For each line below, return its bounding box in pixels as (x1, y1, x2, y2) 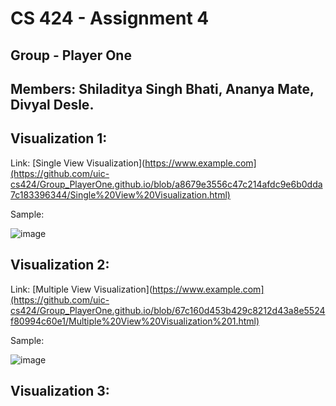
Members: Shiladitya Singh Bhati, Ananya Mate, (10, 80, 315, 97)
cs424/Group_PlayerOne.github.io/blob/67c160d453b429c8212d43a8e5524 (10, 304, 326, 316)
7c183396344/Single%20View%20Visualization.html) (10, 188, 231, 201)
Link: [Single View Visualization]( (10, 157, 146, 169)
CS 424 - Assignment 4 (10, 7, 210, 30)
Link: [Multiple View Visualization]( (10, 283, 153, 295)
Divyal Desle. (10, 96, 95, 113)
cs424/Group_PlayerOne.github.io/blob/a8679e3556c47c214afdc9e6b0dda (10, 178, 323, 190)
